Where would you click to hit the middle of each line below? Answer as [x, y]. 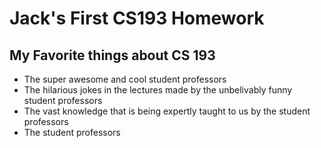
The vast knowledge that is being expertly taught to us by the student [167, 111]
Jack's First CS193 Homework [137, 18]
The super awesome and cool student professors [125, 79]
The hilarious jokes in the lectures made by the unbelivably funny [158, 90]
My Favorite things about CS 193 [112, 55]
